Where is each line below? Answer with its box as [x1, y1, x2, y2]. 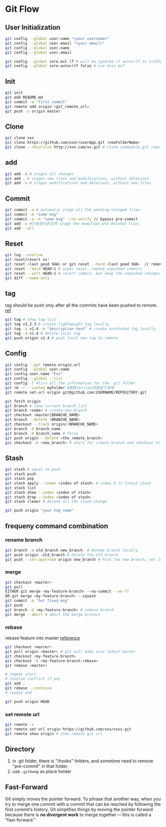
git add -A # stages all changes [5, 172, 74, 176]
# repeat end [5, 690, 32, 695]
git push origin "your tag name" [5, 508, 74, 513]
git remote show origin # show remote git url [5, 731, 103, 736]
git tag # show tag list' [5, 317, 58, 322]
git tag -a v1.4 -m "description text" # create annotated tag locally [5, 326, 156, 332]
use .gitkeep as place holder [12, 769, 72, 775]
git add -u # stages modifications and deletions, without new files [5, 180, 152, 186]
